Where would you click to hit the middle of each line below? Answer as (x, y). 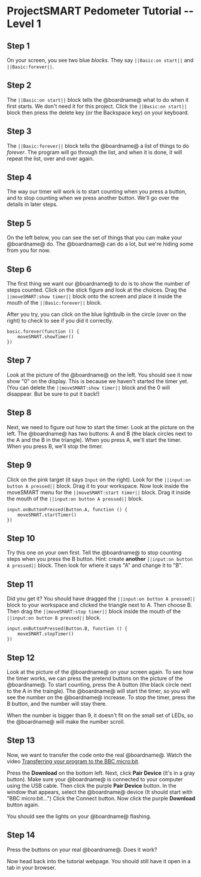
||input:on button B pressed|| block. (54, 618)
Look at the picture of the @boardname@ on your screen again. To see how (100, 672)
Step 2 (19, 85)
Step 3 (19, 131)
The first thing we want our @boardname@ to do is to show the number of (98, 284)
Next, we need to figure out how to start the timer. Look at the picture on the (101, 427)
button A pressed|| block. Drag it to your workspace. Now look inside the (98, 485)
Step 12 (21, 658)
